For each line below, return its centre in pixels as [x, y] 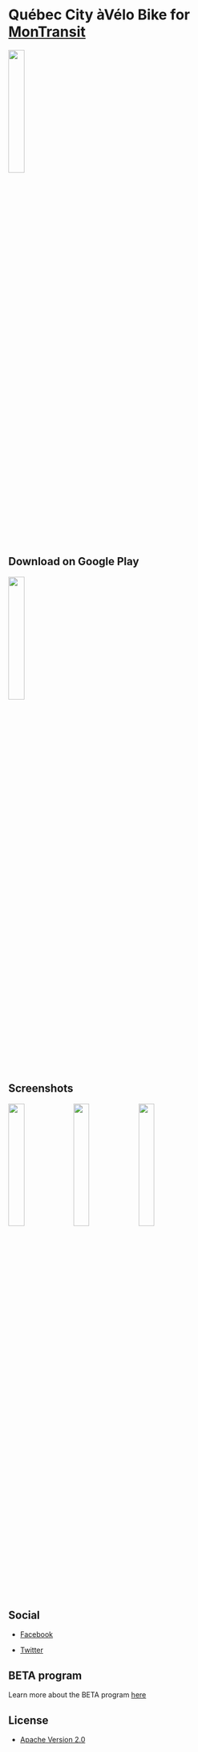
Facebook [36, 1634]
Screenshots [41, 1089]
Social [24, 1615]
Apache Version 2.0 [53, 1740]
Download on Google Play [74, 562]
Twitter [32, 1650]
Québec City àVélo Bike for [99, 15]
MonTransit [47, 32]
